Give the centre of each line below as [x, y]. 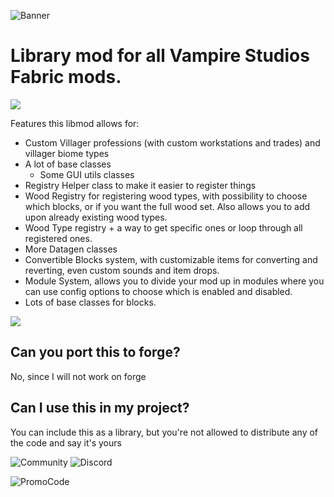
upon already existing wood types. [96, 217]
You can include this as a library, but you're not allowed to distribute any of [164, 432]
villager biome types [67, 153]
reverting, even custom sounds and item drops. [122, 270]
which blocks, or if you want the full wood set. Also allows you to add [167, 206]
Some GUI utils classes [87, 174]
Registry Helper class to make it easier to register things [140, 185]
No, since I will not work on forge [78, 376]
